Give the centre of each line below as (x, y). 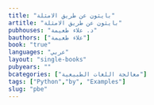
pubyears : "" (30, 67)
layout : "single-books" (48, 60)
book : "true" (30, 45)
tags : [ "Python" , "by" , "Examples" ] (67, 81)
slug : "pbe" (28, 89)
